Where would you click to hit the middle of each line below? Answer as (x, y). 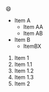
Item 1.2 (24, 71)
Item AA (33, 27)
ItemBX (32, 46)
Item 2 (22, 84)
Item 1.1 (23, 64)
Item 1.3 (24, 77)
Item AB (33, 33)
